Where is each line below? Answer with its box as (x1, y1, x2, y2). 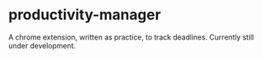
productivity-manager (8, 6, 161, 24)
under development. (8, 40, 76, 50)
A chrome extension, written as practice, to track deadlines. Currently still (8, 32, 254, 42)
